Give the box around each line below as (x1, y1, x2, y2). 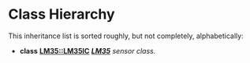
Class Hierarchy (8, 5, 116, 23)
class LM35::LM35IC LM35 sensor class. (19, 46, 156, 55)
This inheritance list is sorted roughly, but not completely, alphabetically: (8, 31, 244, 40)
